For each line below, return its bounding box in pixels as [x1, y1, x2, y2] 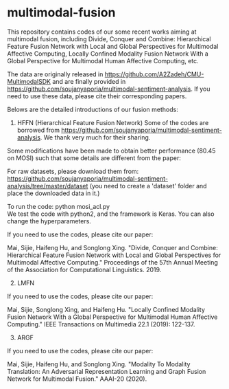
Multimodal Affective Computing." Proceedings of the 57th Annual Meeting [7, 258, 218, 266]
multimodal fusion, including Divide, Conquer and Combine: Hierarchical [7, 34, 211, 43]
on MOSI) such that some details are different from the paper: [7, 153, 182, 162]
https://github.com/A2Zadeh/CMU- [104, 70, 204, 78]
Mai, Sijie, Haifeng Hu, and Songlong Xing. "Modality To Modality [7, 359, 191, 368]
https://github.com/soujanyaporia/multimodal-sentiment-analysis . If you [7, 85, 210, 93]
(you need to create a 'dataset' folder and [89, 181, 207, 190]
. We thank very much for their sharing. [40, 133, 151, 142]
